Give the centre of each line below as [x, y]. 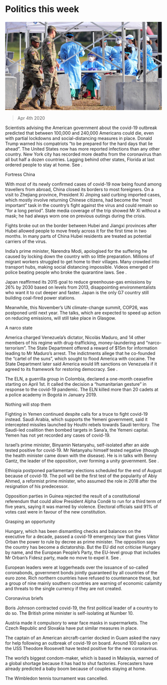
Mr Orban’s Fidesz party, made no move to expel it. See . [63, 558]
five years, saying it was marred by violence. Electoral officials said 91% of [82, 507]
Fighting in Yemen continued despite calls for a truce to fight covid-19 [77, 414]
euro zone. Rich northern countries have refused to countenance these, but [83, 578]
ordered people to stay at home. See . [44, 165]
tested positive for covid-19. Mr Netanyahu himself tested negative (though [82, 450]
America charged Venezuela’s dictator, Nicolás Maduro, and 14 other [75, 338]
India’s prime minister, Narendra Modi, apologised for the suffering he [76, 251]
